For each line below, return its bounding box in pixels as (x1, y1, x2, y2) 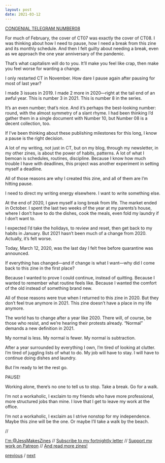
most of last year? (5, 80, 42, 86)
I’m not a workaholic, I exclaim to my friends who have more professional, (5, 393, 154, 399)
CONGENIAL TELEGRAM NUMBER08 (5, 25, 80, 31)
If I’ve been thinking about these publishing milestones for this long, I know (5, 130, 157, 136)
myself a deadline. (5, 166, 43, 172)
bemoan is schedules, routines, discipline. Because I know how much (5, 155, 146, 161)
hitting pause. (5, 181, 33, 187)
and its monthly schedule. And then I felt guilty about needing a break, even (5, 45, 159, 51)
